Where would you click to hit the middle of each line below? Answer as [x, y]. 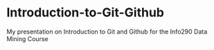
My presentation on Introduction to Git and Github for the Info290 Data [107, 32]
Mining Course [28, 38]
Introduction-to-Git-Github [85, 13]
